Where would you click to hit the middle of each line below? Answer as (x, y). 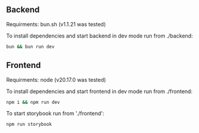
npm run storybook (29, 125)
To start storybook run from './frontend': (55, 113)
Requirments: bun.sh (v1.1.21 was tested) (56, 24)
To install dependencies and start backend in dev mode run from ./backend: (99, 36)
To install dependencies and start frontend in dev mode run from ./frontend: (99, 91)
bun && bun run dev (30, 47)
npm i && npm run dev (33, 102)
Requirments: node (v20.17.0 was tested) (56, 79)
